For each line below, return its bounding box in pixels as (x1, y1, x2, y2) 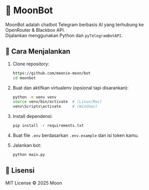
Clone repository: (12, 61, 49, 67)
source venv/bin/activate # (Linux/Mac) (12, 99, 103, 104)
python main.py (12, 152, 45, 157)
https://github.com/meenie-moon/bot (12, 70, 91, 76)
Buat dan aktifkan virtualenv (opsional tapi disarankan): (12, 84, 129, 91)
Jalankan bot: (12, 142, 42, 148)
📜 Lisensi (5, 166, 35, 175)
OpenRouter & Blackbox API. (5, 27, 65, 33)
